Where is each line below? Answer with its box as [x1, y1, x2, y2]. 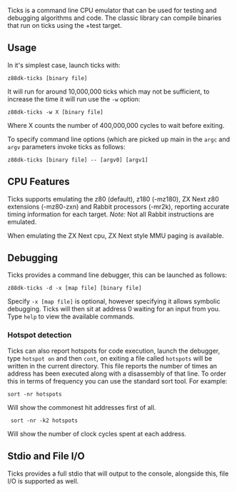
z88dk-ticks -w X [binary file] [7, 109, 104, 116]
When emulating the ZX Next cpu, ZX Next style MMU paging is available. [7, 231, 224, 240]
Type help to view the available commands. [7, 312, 135, 321]
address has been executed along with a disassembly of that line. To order [7, 369, 227, 378]
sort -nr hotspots [7, 391, 62, 398]
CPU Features [7, 176, 70, 188]
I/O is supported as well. [7, 476, 79, 485]
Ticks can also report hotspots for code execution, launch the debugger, [7, 346, 221, 355]
